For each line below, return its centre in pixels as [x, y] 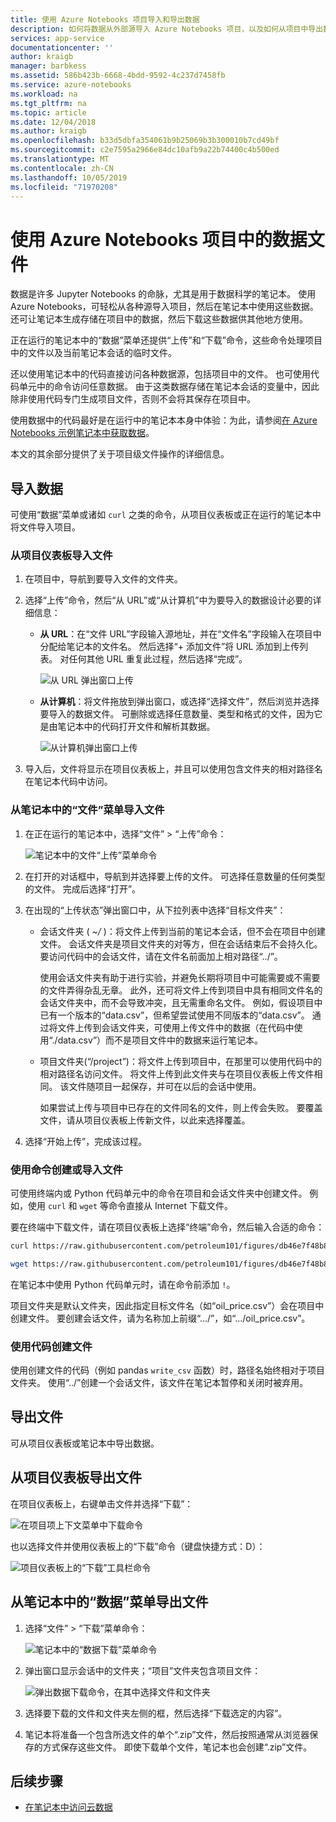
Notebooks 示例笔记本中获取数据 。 [82, 433]
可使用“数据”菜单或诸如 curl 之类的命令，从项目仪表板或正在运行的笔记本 [161, 515]
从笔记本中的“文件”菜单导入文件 [87, 810]
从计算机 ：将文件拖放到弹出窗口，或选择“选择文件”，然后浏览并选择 [179, 702]
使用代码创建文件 [51, 1346]
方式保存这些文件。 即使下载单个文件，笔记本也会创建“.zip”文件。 [177, 1747]
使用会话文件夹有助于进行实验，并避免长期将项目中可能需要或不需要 [180, 977]
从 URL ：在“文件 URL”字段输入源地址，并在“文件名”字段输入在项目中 [180, 634]
